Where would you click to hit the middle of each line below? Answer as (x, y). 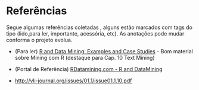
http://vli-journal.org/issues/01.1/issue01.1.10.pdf (73, 81)
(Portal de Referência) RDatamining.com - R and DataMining (88, 69)
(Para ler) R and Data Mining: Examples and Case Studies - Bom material (104, 51)
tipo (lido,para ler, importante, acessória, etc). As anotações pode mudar (95, 33)
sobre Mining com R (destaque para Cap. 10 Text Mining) (85, 57)
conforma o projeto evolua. (39, 40)
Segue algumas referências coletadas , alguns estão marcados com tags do (99, 27)
